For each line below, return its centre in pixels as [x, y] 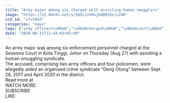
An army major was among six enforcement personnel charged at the [78, 48]
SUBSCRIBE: [18, 91]
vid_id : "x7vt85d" [25, 19]
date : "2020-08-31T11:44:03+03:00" [43, 33]
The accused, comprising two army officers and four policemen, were [78, 64]
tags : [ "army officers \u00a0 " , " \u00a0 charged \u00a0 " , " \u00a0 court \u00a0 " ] [86, 29]
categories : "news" [26, 24]
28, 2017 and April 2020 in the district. [45, 74]
